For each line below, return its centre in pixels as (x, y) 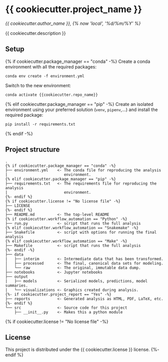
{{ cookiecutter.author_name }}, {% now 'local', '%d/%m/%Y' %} (73, 23)
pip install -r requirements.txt (40, 124)
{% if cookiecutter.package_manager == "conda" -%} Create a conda (78, 61)
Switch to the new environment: (38, 85)
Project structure (33, 150)
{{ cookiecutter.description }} (36, 33)
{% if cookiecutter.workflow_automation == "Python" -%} (66, 219)
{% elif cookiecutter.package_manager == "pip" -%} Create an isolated (79, 104)
